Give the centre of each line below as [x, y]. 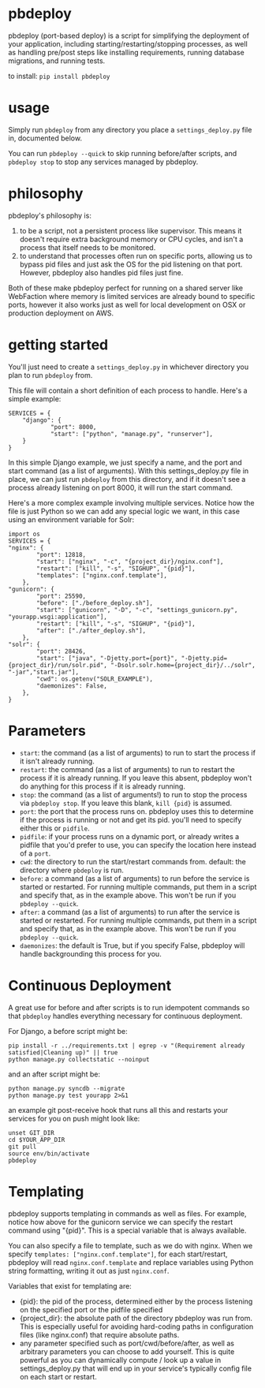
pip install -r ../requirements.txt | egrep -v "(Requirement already [127, 1046]
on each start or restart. [58, 1376]
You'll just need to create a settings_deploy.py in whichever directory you [129, 367]
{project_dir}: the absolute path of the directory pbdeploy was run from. [136, 1318]
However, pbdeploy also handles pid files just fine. [101, 272]
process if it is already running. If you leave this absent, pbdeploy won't [136, 778]
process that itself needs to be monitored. [88, 247]
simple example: [35, 398]
